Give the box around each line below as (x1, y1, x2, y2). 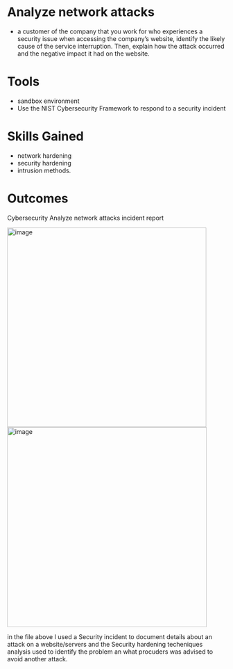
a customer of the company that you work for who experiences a (17, 27, 203, 35)
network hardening (17, 151, 72, 160)
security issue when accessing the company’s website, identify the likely (17, 34, 225, 42)
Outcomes (7, 191, 69, 206)
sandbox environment (17, 97, 80, 105)
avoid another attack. (7, 654, 68, 663)
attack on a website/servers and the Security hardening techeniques (7, 640, 203, 648)
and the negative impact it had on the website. (17, 49, 150, 58)
